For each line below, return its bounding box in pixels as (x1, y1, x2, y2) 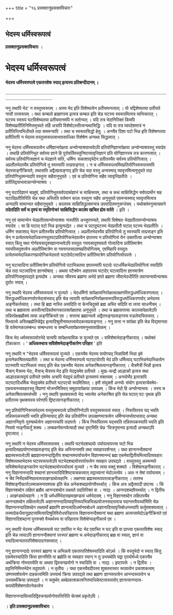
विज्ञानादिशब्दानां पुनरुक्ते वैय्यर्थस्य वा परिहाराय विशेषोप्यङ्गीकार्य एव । (5, 516, 116, 522)
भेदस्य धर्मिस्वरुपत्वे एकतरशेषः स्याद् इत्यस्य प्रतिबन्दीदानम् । (5, 79, 99, 85)
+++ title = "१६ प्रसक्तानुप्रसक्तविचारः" (5, 5, 73, 11)
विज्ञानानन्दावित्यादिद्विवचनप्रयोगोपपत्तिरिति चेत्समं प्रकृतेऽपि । (5, 593, 100, 599)
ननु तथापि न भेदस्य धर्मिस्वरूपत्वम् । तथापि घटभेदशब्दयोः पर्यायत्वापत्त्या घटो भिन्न (5, 440, 133, 447)
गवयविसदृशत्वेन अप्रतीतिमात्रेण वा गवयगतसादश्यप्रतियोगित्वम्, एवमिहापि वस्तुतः (5, 246, 128, 252)
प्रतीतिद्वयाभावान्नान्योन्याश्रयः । (5, 179, 51, 185)
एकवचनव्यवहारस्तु (5, 385, 34, 391)
